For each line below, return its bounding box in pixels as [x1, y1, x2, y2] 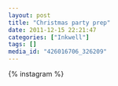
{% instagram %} [8, 70, 65, 78]
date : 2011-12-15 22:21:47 [8, 26, 97, 34]
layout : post [8, 11, 51, 20]
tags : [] [8, 41, 37, 48]
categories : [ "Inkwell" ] [8, 33, 90, 41]
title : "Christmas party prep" [8, 19, 111, 27]
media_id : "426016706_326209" [8, 48, 108, 56]
